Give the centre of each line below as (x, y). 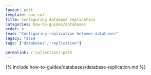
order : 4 (15, 29)
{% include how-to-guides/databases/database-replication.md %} (76, 67)
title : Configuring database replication (50, 19)
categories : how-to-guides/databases (46, 24)
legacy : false (21, 39)
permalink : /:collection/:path (39, 52)
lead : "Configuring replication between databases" (62, 34)
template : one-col (25, 15)
